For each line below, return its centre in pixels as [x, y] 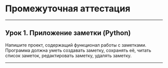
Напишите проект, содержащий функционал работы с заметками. [76, 45]
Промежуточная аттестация [68, 9]
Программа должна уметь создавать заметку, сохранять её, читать [78, 50]
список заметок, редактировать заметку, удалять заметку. [68, 56]
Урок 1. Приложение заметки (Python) [68, 33]
